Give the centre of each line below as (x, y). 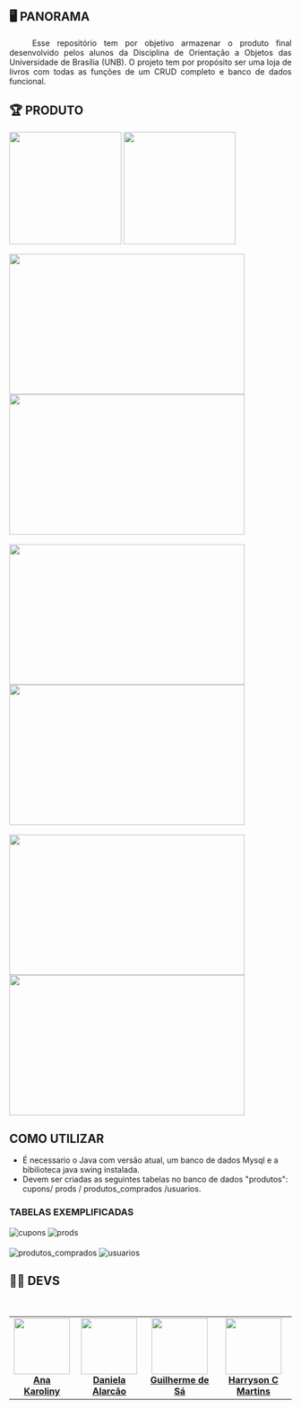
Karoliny (42, 1391)
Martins (253, 1391)
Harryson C (254, 1379)
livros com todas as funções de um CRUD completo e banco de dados (150, 71)
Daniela (109, 1379)
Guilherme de (180, 1379)
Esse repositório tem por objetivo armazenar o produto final (162, 43)
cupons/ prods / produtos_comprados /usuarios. (112, 1189)
